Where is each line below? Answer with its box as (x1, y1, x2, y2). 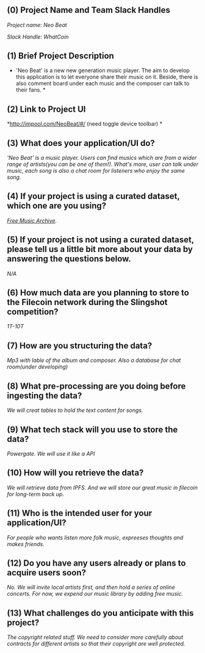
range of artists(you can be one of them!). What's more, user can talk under (7, 161, 199, 168)
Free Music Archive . (7, 217, 57, 224)
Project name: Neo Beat (7, 21, 67, 29)
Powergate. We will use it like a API (7, 450, 95, 457)
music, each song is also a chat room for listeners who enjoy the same (7, 167, 185, 175)
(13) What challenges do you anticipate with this (7, 608, 194, 618)
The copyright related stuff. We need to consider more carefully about (7, 633, 184, 641)
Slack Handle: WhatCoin (7, 33, 69, 40)
